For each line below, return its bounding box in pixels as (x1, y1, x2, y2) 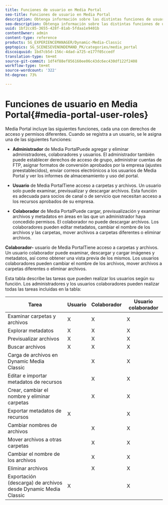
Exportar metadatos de (7, 407, 61, 414)
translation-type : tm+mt (5, 54, 57, 59)
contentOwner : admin (5, 31, 48, 36)
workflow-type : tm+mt (5, 63, 50, 68)
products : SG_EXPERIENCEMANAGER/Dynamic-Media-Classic (5, 40, 122, 45)
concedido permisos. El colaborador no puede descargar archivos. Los (12, 218, 159, 224)
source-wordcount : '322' (5, 68, 57, 73)
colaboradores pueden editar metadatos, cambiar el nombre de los (12, 224, 150, 230)
